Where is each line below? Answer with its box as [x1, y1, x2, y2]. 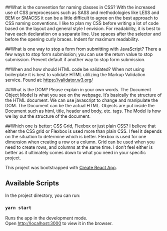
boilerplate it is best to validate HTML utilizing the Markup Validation [5, 72, 146, 77]
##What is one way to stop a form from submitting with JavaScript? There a [5, 46, 161, 52]
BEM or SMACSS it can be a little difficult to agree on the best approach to [5, 15, 158, 21]
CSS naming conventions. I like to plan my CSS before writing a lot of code [5, 20, 159, 26]
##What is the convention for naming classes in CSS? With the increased [5, 5, 156, 10]
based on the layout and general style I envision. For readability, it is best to [5, 26, 161, 32]
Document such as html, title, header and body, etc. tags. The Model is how [5, 108, 161, 114]
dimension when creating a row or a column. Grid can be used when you [5, 139, 155, 145]
